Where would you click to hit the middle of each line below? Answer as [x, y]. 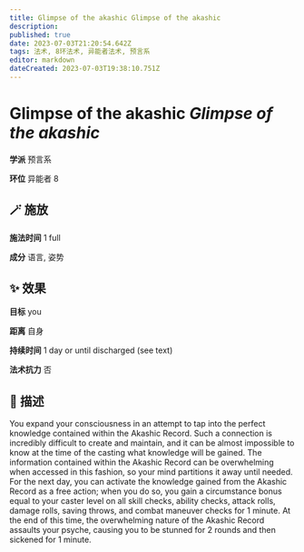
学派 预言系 [30, 159]
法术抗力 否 [30, 370]
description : [34, 26]
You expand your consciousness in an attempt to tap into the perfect [137, 424]
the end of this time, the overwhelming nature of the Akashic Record [137, 520]
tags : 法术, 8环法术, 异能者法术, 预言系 [80, 52]
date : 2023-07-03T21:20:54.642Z [70, 43]
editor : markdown [42, 60]
